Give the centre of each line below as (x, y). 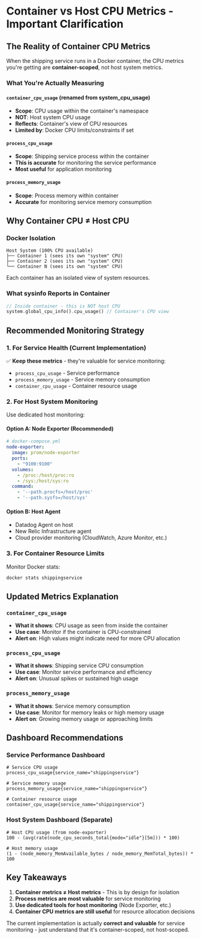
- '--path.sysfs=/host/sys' (52, 498)
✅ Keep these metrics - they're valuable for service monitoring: (86, 361)
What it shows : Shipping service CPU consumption (79, 666)
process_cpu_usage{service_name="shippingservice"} (73, 773)
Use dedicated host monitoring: (46, 415)
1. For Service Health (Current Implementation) (76, 348)
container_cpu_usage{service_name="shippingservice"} (76, 805)
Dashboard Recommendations (65, 738)
